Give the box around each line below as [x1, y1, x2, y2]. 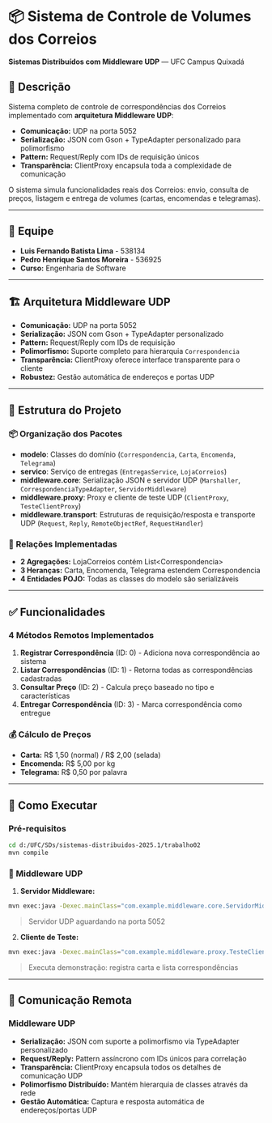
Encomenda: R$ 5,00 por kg [19, 759, 116, 768]
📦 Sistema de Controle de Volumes [8, 7, 252, 26]
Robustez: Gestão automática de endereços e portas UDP [19, 372, 215, 382]
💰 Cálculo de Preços [8, 729, 91, 740]
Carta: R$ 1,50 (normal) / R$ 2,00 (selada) [19, 751, 161, 760]
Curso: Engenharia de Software [19, 263, 127, 273]
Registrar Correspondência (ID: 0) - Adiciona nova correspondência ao [19, 648, 261, 657]
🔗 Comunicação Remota [8, 993, 132, 1007]
